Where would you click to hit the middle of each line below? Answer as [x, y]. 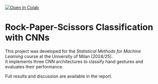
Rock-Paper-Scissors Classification [79, 27]
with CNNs [27, 38]
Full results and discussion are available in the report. [59, 76]
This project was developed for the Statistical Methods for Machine [73, 51]
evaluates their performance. [34, 66]
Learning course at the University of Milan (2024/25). [59, 56]
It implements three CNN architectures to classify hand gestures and [74, 62]
